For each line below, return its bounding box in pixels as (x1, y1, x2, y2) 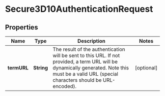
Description (77, 38, 106, 44)
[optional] (135, 64, 158, 71)
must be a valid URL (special (53, 70, 119, 77)
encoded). (53, 83, 77, 90)
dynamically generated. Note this (53, 64, 129, 71)
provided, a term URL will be (53, 58, 118, 65)
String (33, 64, 48, 71)
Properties (5, 23, 38, 32)
